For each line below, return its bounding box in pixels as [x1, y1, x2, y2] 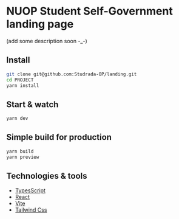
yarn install [6, 82, 39, 89]
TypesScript [15, 187, 46, 194]
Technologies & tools [6, 171, 87, 181]
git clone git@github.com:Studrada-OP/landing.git [6, 71, 137, 77]
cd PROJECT [6, 77, 34, 83]
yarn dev [6, 116, 29, 122]
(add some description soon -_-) [6, 37, 88, 44]
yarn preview [6, 154, 39, 160]
